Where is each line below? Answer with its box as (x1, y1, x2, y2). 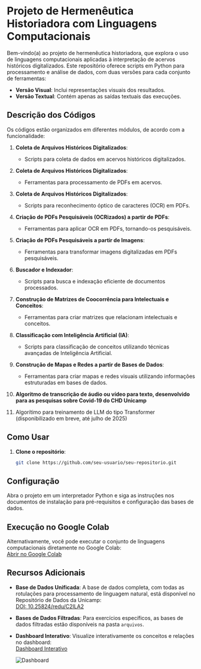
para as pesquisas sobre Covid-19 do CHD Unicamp (15, 396, 147, 404)
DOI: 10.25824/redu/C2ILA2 (15, 603, 84, 610)
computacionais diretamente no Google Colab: (7, 544, 121, 551)
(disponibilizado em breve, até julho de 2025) (15, 414, 127, 422)
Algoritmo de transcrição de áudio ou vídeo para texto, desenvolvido (15, 390, 190, 398)
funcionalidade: (7, 132, 45, 139)
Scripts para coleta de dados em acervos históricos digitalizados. (24, 155, 186, 163)
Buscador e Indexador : (15, 266, 74, 273)
